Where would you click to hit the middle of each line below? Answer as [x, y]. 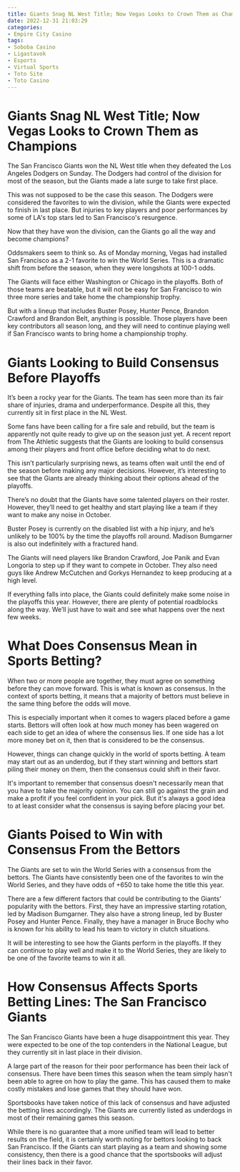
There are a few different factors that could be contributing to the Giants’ [114, 899]
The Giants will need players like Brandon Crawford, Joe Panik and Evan [114, 558]
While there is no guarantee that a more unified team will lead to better [111, 1132]
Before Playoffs [54, 377]
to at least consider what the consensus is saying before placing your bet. [116, 806]
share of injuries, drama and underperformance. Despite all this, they [109, 405]
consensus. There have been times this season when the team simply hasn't [120, 1074]
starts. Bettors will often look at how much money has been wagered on [113, 725]
